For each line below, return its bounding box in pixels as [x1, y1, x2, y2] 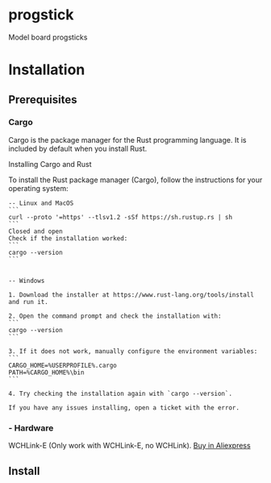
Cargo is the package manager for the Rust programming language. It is [8, 135, 247, 144]
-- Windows [8, 277, 45, 285]
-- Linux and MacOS [8, 199, 74, 207]
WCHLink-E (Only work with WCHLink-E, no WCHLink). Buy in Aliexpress [8, 441, 252, 451]
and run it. [8, 298, 48, 306]
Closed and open [8, 227, 63, 235]
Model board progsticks [8, 32, 88, 42]
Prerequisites [8, 93, 77, 106]
